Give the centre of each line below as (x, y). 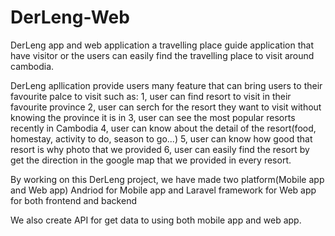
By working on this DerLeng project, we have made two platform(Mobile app (167, 179)
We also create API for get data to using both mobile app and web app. (156, 220)
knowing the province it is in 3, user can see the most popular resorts (153, 117)
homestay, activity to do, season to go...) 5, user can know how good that (161, 138)
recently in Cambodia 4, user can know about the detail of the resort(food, (163, 128)
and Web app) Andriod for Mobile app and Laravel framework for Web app (163, 190)
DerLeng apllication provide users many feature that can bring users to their (166, 85)
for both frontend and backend (73, 200)
